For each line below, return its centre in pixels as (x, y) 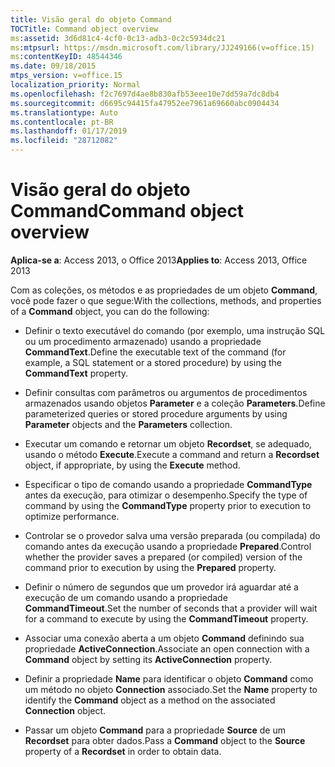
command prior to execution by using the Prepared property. (150, 567)
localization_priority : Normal (75, 85)
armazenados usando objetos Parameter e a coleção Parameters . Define (175, 403)
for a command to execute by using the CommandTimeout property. (166, 618)
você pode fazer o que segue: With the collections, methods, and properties (166, 300)
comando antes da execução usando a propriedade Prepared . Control (168, 546)
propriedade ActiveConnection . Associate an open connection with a (167, 648)
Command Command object (127, 211)
